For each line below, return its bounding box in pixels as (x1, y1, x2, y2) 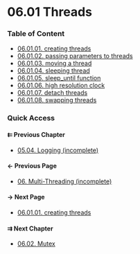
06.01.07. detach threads (17, 89, 88, 97)
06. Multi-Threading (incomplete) (17, 177, 112, 185)
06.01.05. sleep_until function (17, 74, 101, 82)
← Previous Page (7, 162, 58, 170)
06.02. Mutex (17, 239, 55, 248)
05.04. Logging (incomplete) (17, 146, 99, 154)
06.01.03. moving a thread (17, 60, 92, 68)
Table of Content (7, 29, 65, 39)
